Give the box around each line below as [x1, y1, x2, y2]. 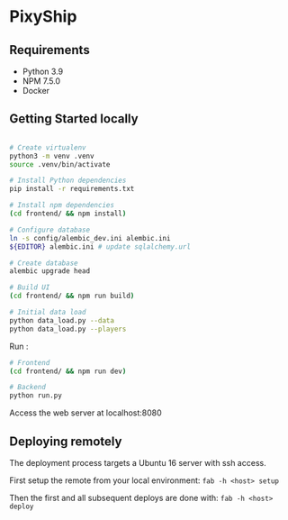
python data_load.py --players [9, 324, 127, 333]
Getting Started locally [9, 111, 139, 127]
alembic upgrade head [9, 267, 91, 276]
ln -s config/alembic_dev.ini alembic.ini [9, 233, 171, 242]
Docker [22, 86, 50, 96]
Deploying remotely [9, 433, 122, 449]
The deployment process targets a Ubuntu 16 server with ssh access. [9, 458, 267, 468]
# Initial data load [9, 308, 87, 317]
